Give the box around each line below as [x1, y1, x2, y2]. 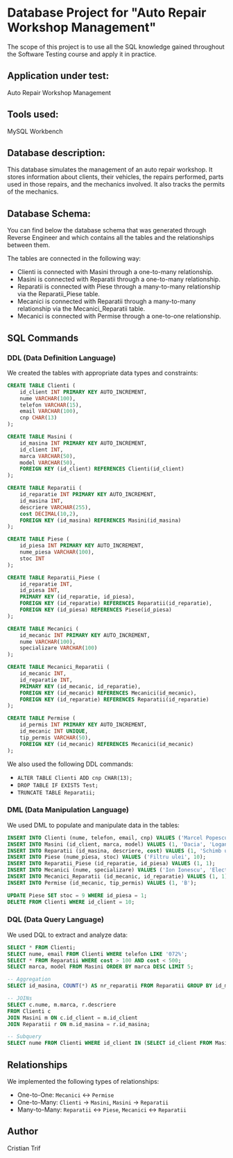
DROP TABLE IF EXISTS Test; [17, 782, 98, 789]
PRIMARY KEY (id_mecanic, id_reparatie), [19, 683, 141, 690]
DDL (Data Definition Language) [7, 352, 116, 362]
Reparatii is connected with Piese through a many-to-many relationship [17, 282, 221, 291]
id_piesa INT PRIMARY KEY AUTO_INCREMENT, [19, 543, 144, 550]
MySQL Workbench [7, 127, 64, 135]
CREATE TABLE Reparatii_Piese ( [7, 574, 101, 581]
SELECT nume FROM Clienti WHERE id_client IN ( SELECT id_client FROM [7, 1039, 213, 1047]
